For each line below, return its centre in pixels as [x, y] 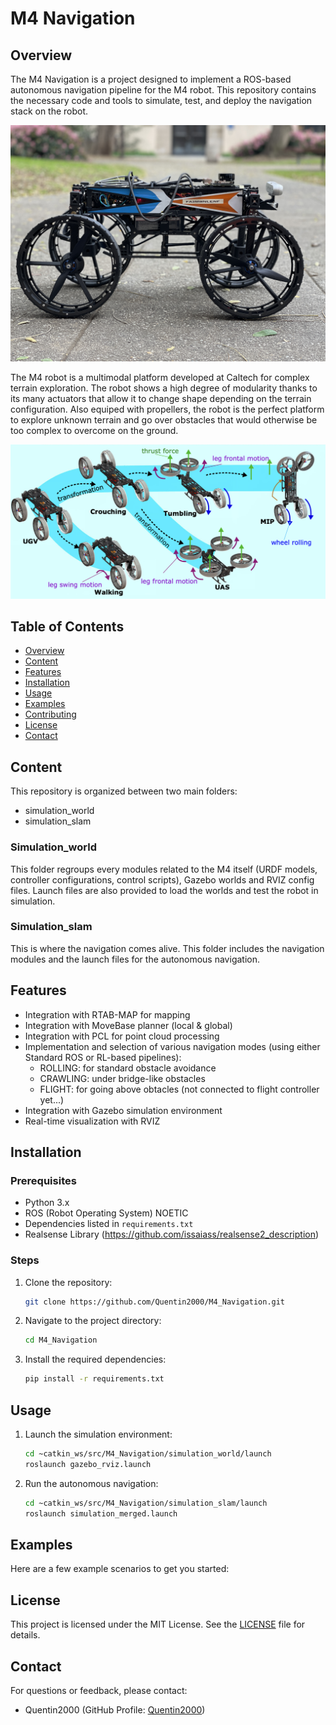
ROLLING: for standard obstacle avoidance [128, 1068]
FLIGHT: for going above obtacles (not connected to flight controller [179, 1089]
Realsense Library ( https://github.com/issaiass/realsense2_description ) [172, 1234]
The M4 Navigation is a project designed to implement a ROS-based [151, 79]
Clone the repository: [68, 1282]
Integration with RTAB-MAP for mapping [107, 1014]
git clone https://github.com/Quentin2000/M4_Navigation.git [155, 1302]
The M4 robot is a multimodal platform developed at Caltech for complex [160, 377]
